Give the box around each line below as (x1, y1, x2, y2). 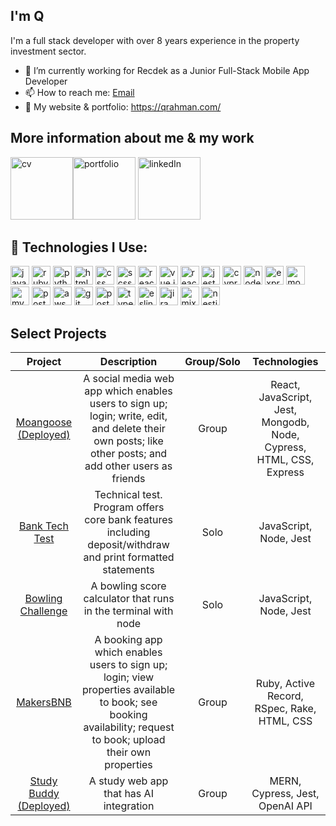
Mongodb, (261, 415, 310, 429)
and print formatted (83, 550, 175, 564)
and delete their (91, 422, 166, 436)
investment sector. (10, 45, 87, 57)
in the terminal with (83, 604, 174, 618)
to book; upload (91, 733, 166, 747)
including (106, 525, 151, 539)
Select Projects (10, 325, 107, 342)
